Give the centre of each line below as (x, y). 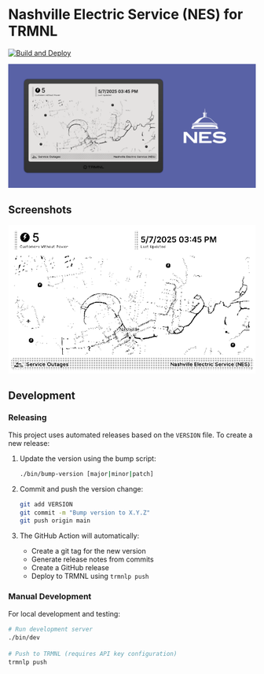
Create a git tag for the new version (89, 551)
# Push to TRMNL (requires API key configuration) (93, 654)
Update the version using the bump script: (88, 459)
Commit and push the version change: (81, 488)
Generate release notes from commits (93, 559)
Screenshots (40, 210)
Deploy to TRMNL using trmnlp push (90, 576)
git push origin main (55, 521)
